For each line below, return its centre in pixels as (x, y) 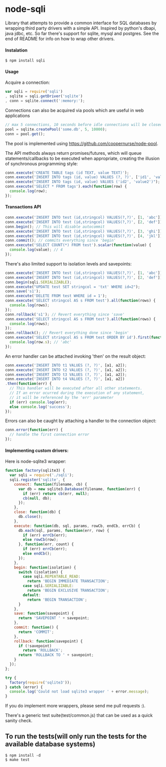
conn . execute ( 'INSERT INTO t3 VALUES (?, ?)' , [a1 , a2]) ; (66, 375)
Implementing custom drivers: (37, 450)
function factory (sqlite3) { (35, 471)
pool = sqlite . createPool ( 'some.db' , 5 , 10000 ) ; (56, 129)
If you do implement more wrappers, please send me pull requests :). (75, 706)
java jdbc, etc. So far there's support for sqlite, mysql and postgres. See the (82, 33)
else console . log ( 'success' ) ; (41, 407)
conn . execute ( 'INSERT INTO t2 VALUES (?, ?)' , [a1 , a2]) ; (66, 370)
